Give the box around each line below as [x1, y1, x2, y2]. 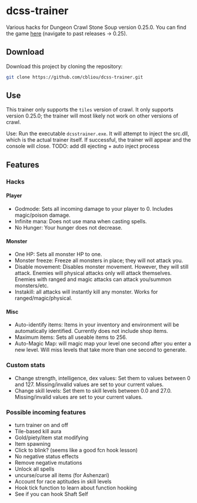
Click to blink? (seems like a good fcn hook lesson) [14, 446, 138, 453]
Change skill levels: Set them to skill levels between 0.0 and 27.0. [14, 387, 172, 394]
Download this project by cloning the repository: [6, 63, 123, 70]
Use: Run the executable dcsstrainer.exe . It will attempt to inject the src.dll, [6, 130, 189, 137]
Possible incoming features [6, 408, 86, 416]
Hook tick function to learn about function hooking [14, 484, 137, 491]
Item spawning [14, 440, 51, 447]
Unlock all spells [14, 465, 55, 472]
